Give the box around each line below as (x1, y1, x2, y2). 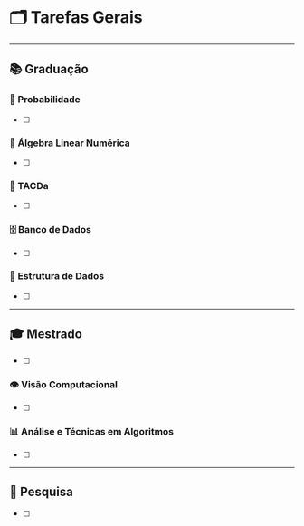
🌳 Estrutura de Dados (9, 270, 105, 282)
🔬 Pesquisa (9, 483, 74, 499)
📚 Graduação (9, 62, 89, 77)
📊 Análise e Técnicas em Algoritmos (9, 425, 175, 437)
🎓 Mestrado (9, 327, 83, 342)
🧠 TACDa (9, 179, 50, 192)
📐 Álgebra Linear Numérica (9, 137, 131, 149)
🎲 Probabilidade (9, 93, 81, 106)
